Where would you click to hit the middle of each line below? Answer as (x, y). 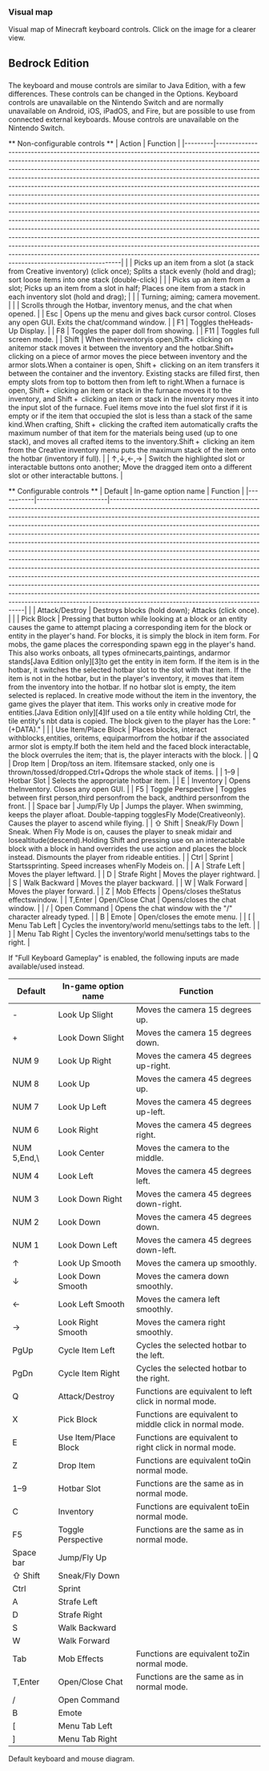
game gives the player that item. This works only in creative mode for (122, 704)
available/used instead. (46, 966)
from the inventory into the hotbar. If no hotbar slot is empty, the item (122, 687)
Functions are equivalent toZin (193, 1653)
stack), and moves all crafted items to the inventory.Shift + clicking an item (131, 441)
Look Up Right (85, 1060)
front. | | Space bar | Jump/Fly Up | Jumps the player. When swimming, (126, 806)
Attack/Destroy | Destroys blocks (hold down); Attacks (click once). (148, 610)
